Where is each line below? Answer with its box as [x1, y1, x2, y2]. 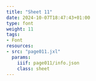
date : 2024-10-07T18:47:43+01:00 [6, 15, 91, 21]
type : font [6, 20, 34, 26]
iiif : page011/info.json [17, 60, 80, 66]
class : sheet [17, 65, 50, 72]
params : [11, 54, 31, 60]
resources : [6, 43, 34, 49]
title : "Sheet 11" [6, 9, 53, 15]
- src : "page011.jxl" [6, 49, 61, 55]
